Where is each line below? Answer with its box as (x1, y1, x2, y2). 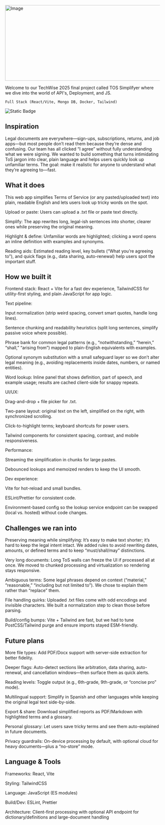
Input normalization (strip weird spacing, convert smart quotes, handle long (5, 310, 158, 316)
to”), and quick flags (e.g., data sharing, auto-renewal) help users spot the (5, 253, 155, 259)
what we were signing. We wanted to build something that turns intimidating (5, 151, 159, 157)
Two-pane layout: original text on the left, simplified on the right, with (5, 408, 145, 414)
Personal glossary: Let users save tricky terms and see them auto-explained (5, 724, 159, 730)
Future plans (5, 636, 44, 645)
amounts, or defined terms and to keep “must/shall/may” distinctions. (5, 547, 146, 553)
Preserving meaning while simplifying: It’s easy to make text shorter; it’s (5, 537, 150, 543)
